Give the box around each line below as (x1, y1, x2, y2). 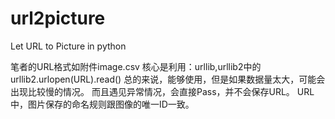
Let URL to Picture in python (10, 40, 127, 52)
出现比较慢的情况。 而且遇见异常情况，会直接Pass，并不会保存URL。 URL (10, 85, 315, 97)
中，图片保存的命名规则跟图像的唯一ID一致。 (10, 98, 195, 110)
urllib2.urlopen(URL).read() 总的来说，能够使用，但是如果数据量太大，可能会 (10, 73, 326, 85)
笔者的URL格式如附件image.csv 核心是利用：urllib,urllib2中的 (10, 60, 262, 72)
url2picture (10, 7, 106, 30)
